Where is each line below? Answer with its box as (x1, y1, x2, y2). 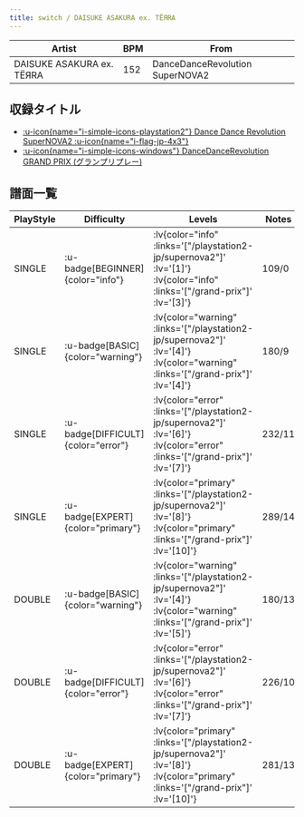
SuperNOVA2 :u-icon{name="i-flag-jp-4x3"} (22, 136, 189, 147)
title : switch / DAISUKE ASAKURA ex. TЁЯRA (9, 13, 176, 23)
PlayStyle (14, 213, 56, 226)
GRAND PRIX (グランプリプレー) (22, 156, 143, 168)
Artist (51, 42, 77, 54)
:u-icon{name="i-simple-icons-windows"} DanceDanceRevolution (22, 146, 270, 157)
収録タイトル (9, 102, 81, 118)
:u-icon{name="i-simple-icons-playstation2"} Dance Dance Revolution (22, 126, 287, 137)
